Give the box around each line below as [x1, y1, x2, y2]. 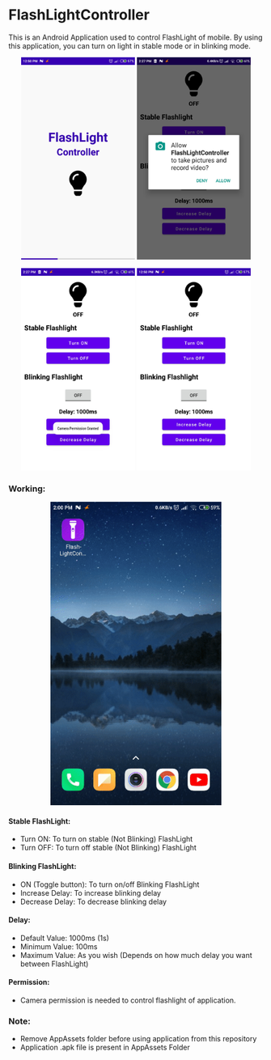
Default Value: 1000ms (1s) [19, 933, 109, 943]
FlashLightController [8, 6, 150, 24]
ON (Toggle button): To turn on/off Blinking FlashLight [19, 880, 200, 889]
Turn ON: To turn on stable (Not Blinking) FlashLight [19, 834, 193, 844]
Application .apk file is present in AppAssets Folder [19, 1042, 190, 1053]
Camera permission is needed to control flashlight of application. [19, 995, 236, 1005]
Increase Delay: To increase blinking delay [19, 888, 162, 897]
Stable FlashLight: [8, 816, 71, 826]
